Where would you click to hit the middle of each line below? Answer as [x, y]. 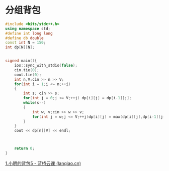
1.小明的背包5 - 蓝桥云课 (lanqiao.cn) [43, 163]
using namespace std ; [28, 29]
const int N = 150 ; [26, 43]
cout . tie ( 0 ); [28, 75]
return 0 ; [25, 148]
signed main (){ [21, 61]
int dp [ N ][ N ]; [20, 47]
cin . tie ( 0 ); [27, 70]
